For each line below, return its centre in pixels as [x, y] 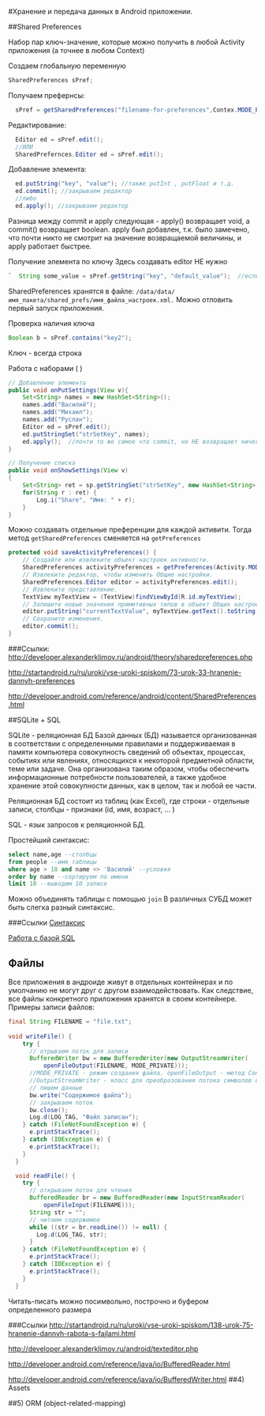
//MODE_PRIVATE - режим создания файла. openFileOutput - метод [137, 1073]
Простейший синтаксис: [49, 840]
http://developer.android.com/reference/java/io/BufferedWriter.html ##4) [126, 1379]
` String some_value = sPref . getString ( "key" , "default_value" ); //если [134, 276]
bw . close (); [49, 1110]
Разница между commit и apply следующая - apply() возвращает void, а [129, 221]
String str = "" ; [58, 1212]
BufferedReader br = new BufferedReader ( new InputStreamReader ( [137, 1198]
